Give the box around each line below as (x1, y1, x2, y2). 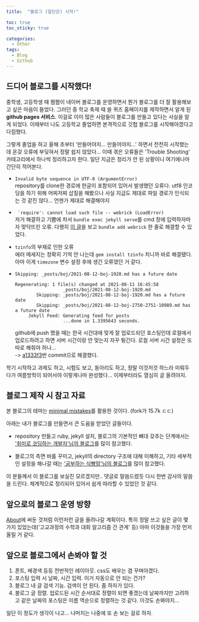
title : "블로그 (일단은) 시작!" (6, 8, 79, 15)
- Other (11, 41, 31, 48)
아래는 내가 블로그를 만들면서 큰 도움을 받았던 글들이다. (6, 420, 133, 427)
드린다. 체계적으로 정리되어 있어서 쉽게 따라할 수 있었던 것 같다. (12, 480, 159, 488)
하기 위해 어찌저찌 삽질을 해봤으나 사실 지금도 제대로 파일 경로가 (26, 189, 173, 196)
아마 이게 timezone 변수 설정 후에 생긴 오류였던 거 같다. (14, 258, 143, 265)
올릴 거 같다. (6, 531, 35, 538)
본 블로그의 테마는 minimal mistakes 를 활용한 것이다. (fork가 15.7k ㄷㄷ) (6, 407, 174, 414)
